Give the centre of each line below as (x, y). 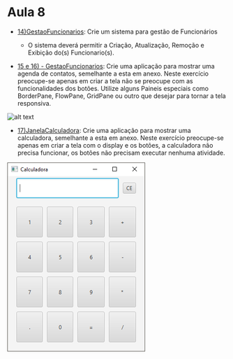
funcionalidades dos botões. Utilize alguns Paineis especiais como (113, 88)
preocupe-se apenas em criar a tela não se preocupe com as (105, 80)
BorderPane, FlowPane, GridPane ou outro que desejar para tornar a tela (122, 96)
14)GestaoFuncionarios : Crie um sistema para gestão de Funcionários (117, 31)
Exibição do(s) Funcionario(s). (71, 52)
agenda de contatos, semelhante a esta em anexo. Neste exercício (113, 73)
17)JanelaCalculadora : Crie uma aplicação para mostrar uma (104, 130)
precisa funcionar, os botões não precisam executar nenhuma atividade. (121, 153)
